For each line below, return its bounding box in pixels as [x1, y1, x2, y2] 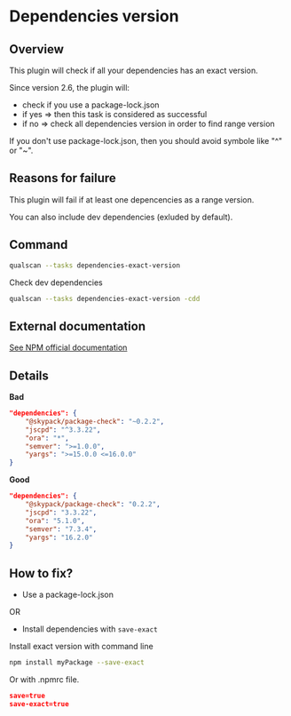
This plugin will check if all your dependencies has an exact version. [9, 65, 259, 76]
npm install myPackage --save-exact [9, 658, 145, 667]
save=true [9, 691, 46, 700]
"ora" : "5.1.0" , [25, 516, 86, 525]
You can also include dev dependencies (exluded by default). [9, 211, 233, 222]
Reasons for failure [9, 171, 117, 186]
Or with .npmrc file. [9, 673, 80, 685]
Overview [9, 42, 65, 57]
